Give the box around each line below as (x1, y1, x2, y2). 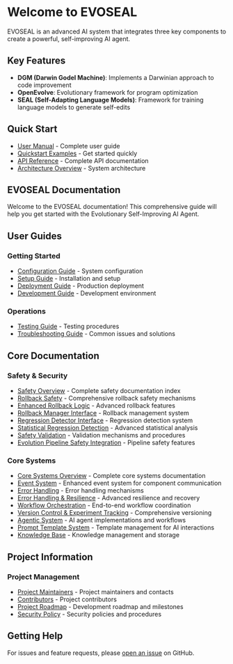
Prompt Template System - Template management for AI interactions (17, 523, 214, 532)
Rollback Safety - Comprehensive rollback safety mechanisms (17, 394, 196, 403)
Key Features (7, 55, 66, 67)
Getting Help (7, 630, 63, 642)
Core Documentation (7, 350, 99, 362)
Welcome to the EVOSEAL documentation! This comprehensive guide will (7, 203, 217, 211)
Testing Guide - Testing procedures (17, 322, 120, 331)
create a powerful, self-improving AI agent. (7, 34, 131, 43)
